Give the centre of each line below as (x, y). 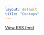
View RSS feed (20, 27)
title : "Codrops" (22, 14)
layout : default (21, 9)
